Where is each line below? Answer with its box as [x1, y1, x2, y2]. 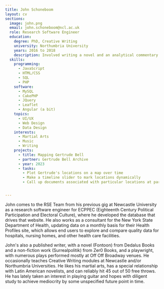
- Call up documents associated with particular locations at [22, 180, 152, 185]
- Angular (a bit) [18, 107, 56, 112]
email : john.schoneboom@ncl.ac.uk [9, 25, 80, 30]
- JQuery [18, 98, 36, 103]
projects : [14, 148, 34, 153]
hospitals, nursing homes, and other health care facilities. [5, 232, 121, 238]
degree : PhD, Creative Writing [14, 39, 78, 44]
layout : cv [5, 12, 27, 17]
